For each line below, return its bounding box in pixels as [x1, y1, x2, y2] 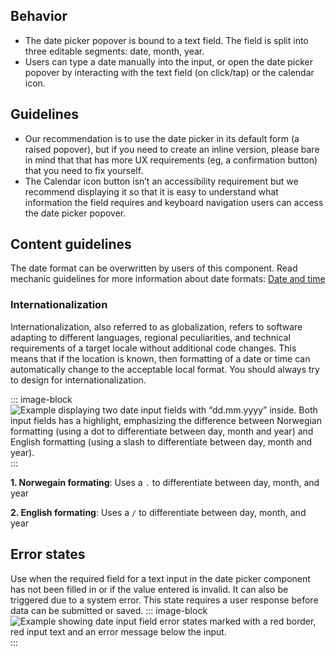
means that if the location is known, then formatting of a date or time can [10, 352, 311, 364]
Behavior [10, 8, 68, 25]
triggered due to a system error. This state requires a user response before [10, 594, 319, 606]
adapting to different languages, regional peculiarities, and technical [10, 331, 291, 343]
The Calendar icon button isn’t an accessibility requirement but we [24, 175, 299, 187]
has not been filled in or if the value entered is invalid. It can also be [10, 583, 289, 595]
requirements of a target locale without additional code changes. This [10, 342, 297, 354]
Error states [10, 546, 86, 563]
